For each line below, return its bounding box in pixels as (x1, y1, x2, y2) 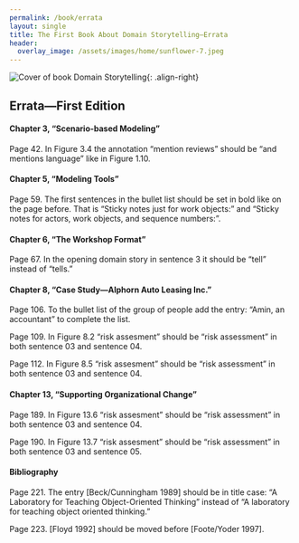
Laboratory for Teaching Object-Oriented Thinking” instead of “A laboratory (9, 496, 291, 507)
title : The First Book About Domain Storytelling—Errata (9, 30, 229, 39)
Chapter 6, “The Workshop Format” (9, 233, 146, 244)
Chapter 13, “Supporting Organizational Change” (9, 388, 197, 399)
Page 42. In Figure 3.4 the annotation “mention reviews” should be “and (9, 143, 277, 154)
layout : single (9, 22, 67, 31)
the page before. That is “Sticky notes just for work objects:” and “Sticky (9, 203, 280, 214)
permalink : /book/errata (9, 13, 103, 23)
